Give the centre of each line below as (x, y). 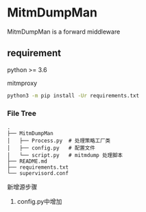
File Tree (22, 113)
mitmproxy (22, 83)
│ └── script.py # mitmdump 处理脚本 (65, 155)
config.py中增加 (39, 201)
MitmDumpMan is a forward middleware (64, 32)
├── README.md (27, 161)
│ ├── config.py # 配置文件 (51, 148)
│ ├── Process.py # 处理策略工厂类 (59, 141)
